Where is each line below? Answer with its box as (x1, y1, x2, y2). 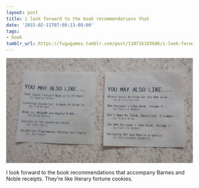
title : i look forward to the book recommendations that (6, 15, 150, 22)
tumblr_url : (6, 41, 36, 47)
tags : (6, 28, 20, 34)
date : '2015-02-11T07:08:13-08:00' (6, 22, 94, 28)
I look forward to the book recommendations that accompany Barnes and (6, 168, 185, 176)
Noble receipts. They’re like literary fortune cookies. (6, 175, 133, 182)
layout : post (6, 9, 38, 15)
